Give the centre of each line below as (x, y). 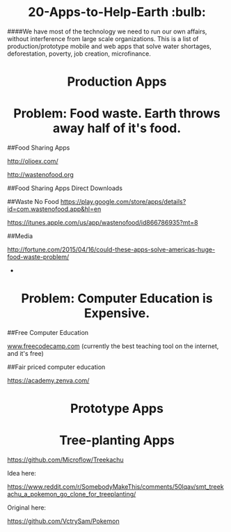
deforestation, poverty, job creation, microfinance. (79, 54)
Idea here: (22, 474)
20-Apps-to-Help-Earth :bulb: (117, 12)
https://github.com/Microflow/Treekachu (65, 460)
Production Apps (117, 82)
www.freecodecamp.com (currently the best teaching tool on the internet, (113, 346)
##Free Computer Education (48, 332)
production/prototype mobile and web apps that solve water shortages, (110, 46)
